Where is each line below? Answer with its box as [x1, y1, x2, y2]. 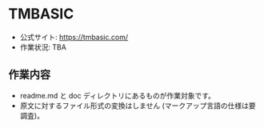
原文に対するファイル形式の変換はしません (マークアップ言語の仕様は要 [19, 101, 256, 110]
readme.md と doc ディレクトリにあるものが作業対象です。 [19, 90, 216, 100]
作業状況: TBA [19, 42, 66, 52]
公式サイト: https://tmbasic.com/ [19, 32, 129, 42]
